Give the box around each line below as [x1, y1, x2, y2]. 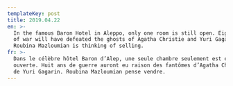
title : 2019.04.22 [7, 17, 60, 24]
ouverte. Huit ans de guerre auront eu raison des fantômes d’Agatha [13, 62, 218, 69]
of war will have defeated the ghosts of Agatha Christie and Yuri [13, 36, 213, 43]
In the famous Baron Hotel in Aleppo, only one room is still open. [13, 29, 216, 37]
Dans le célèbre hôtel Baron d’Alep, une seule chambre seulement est [13, 55, 222, 62]
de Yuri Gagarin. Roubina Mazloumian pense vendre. [13, 68, 166, 75]
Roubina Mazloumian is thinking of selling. [13, 42, 144, 49]
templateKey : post [7, 10, 60, 17]
